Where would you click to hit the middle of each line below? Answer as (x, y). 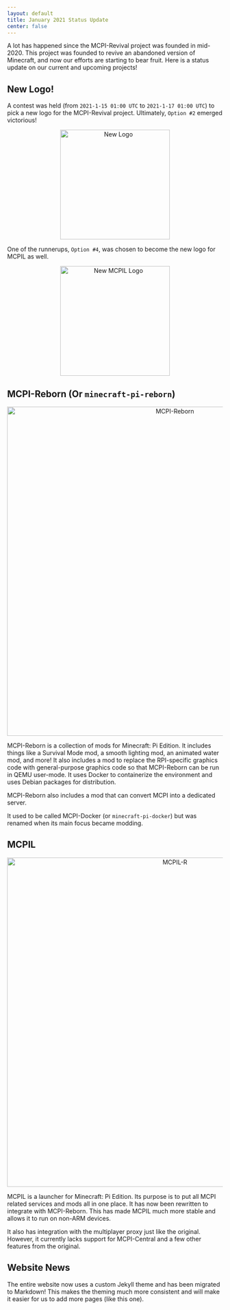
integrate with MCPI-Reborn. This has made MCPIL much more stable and (111, 1211)
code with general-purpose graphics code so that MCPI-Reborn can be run (113, 767)
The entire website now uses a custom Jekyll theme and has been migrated (114, 1284)
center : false (27, 26)
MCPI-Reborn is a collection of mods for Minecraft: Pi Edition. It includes (109, 746)
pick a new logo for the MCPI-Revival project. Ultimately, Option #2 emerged (115, 113)
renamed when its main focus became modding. (75, 823)
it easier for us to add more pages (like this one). (76, 1299)
